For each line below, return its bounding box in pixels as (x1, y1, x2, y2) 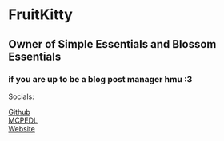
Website (8, 123, 36, 133)
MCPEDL (8, 116, 38, 125)
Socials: (8, 92, 34, 101)
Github (8, 107, 30, 116)
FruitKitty (8, 6, 74, 24)
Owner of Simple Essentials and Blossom (8, 37, 217, 51)
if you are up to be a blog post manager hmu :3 (8, 73, 193, 84)
